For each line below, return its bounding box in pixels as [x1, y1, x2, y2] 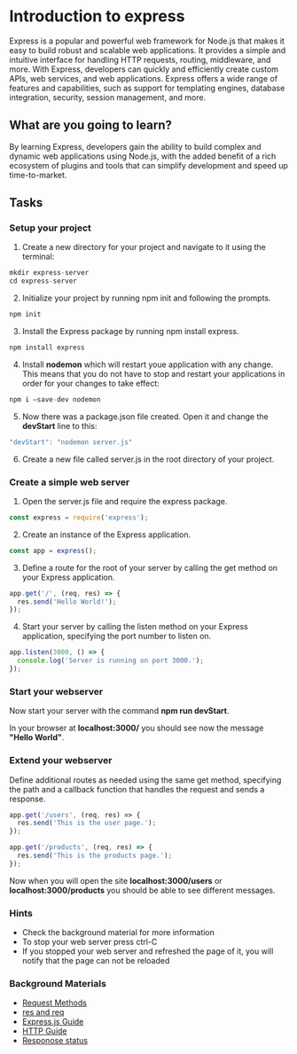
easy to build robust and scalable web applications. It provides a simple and [9, 44, 286, 55]
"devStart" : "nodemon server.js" [9, 437, 133, 447]
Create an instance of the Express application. [21, 529, 191, 540]
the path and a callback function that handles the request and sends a [9, 784, 265, 794]
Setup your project [9, 222, 91, 234]
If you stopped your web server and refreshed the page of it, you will [21, 946, 274, 956]
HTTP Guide [21, 1026, 68, 1036]
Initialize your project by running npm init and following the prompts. [21, 293, 272, 303]
